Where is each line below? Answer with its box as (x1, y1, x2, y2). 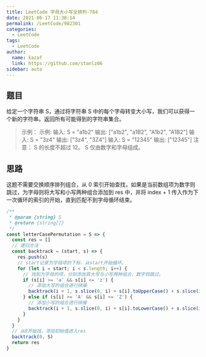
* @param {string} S (9, 214, 62, 220)
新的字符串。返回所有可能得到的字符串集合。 (11, 115, 124, 123)
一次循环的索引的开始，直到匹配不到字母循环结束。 (6, 196, 135, 203)
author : (6, 49, 26, 55)
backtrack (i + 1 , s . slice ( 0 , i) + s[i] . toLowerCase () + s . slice (28, 305, 196, 312)
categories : (6, 26, 37, 33)
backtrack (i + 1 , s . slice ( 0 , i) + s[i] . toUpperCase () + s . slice (28, 288, 196, 294)
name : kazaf (12, 55, 43, 61)
